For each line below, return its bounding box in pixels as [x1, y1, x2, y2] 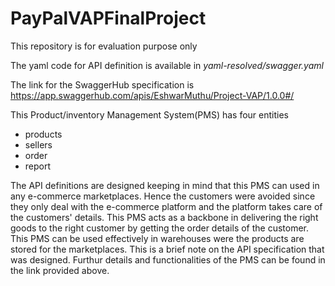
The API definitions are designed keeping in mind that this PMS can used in [10, 179, 320, 191]
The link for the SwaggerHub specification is [10, 78, 195, 91]
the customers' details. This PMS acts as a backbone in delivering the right [10, 211, 319, 223]
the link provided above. [10, 264, 110, 276]
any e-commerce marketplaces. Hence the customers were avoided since [10, 190, 316, 202]
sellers [24, 138, 53, 151]
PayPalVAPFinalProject [10, 7, 207, 30]
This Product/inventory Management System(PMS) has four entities [10, 108, 289, 121]
